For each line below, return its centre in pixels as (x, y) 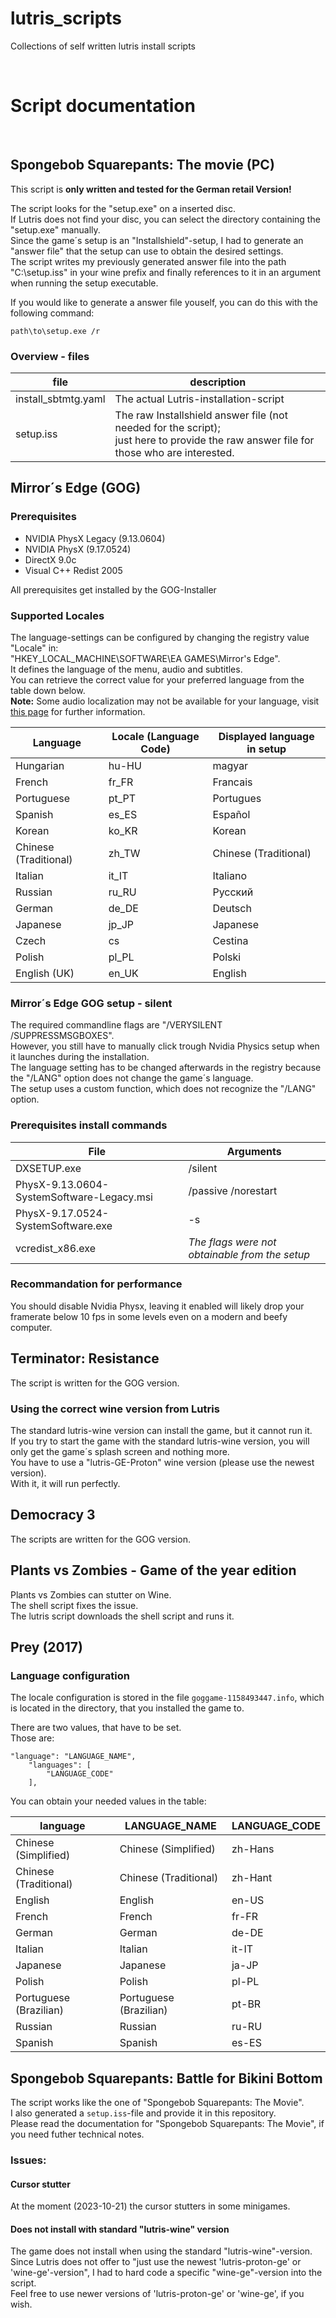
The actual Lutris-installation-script (199, 399)
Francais (232, 782)
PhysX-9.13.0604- (62, 1184)
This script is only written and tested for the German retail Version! (151, 189)
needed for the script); (167, 427)
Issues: (28, 2160)
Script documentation (103, 106)
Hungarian (40, 765)
